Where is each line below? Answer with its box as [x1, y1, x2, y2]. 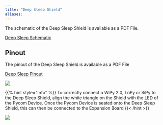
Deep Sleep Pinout [5, 71, 43, 77]
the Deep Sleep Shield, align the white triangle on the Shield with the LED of [5, 95, 159, 101]
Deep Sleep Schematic [5, 35, 52, 41]
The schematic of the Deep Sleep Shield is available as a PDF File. [5, 25, 139, 31]
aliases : [5, 12, 23, 17]
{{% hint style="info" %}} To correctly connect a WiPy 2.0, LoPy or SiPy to [5, 90, 156, 96]
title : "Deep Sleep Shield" [5, 7, 63, 12]
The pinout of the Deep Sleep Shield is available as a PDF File [5, 62, 130, 67]
